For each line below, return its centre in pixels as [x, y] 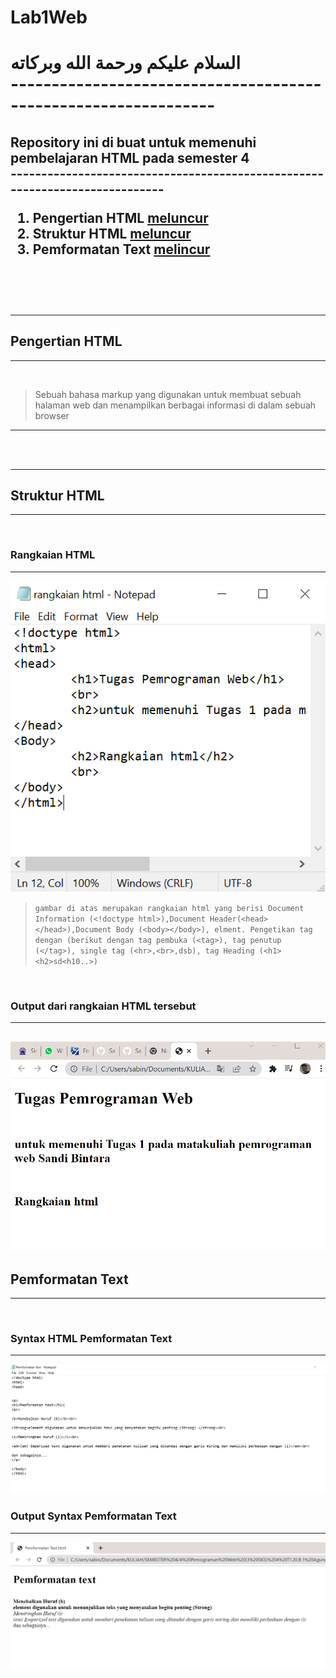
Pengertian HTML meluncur [120, 217]
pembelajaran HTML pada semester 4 [130, 157]
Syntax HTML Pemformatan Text [91, 1338]
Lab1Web [49, 17]
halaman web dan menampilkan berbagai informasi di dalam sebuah [175, 405]
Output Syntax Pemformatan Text [93, 1516]
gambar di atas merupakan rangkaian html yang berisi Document [169, 909]
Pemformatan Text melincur [121, 249]
